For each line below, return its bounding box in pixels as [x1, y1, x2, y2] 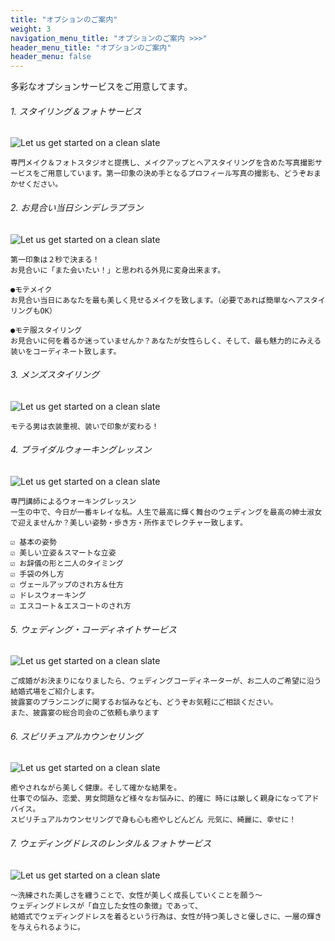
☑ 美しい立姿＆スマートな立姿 [10, 547, 117, 558]
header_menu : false [10, 52, 92, 62]
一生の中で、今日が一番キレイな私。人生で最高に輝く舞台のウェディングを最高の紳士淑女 [10, 507, 323, 517]
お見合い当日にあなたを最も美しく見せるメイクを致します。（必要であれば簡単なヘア [10, 295, 304, 305]
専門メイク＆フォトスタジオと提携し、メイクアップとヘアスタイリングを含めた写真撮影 [10, 158, 316, 168]
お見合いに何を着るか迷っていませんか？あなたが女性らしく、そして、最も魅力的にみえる [10, 336, 322, 346]
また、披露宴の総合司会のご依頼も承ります [10, 708, 160, 718]
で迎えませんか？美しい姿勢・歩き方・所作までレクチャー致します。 [10, 517, 248, 528]
